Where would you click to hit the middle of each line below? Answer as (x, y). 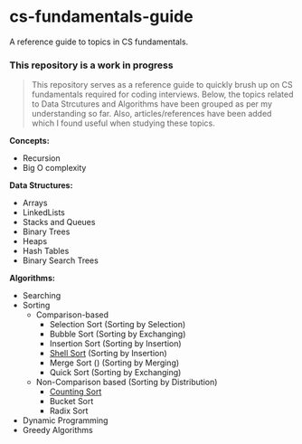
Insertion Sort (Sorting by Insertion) (116, 344)
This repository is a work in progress (91, 65)
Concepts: (29, 141)
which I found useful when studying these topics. (123, 123)
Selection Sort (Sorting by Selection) (118, 325)
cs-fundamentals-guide (101, 17)
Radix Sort (69, 411)
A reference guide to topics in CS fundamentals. (99, 42)
